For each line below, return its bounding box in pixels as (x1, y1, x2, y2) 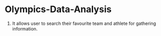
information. (12, 25, 38, 31)
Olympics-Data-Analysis (5, 4, 112, 15)
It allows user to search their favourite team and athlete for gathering (12, 20, 156, 26)
